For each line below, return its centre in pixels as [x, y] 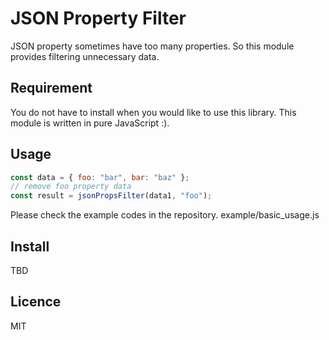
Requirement [51, 88]
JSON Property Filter [98, 18]
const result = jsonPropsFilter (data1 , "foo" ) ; [111, 196]
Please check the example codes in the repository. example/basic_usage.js [165, 215]
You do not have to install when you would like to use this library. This [153, 112]
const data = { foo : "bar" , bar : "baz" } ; [100, 177]
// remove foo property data [71, 187]
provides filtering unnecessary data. [85, 56]
